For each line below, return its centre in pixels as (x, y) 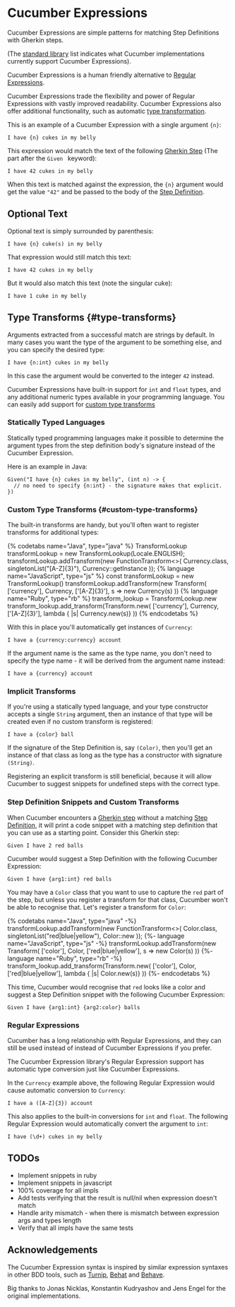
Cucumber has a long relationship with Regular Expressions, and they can (114, 1041)
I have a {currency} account (50, 674)
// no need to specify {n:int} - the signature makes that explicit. (118, 486)
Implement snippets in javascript (65, 1183)
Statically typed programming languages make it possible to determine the (116, 438)
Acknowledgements (53, 1250)
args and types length (49, 1220)
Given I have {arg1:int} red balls (60, 879)
